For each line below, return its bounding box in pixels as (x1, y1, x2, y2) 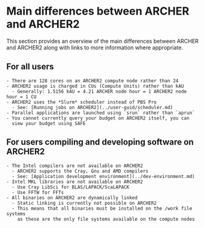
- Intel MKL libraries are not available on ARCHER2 (6, 179, 143, 185)
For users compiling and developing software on (6, 137, 194, 148)
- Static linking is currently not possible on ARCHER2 (12, 200, 157, 206)
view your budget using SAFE (12, 120, 86, 126)
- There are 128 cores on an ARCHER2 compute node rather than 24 (6, 77, 179, 84)
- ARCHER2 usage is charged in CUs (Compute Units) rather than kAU (6, 83, 184, 89)
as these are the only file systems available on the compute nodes (17, 216, 195, 222)
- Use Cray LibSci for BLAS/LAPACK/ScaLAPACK (12, 184, 130, 190)
